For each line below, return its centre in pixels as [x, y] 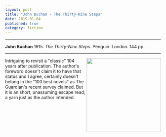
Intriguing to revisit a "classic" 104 [40, 61]
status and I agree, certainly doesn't [42, 76]
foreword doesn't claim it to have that [43, 71]
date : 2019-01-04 [23, 19]
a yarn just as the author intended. [40, 98]
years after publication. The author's [42, 66]
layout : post [19, 10]
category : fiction [24, 28]
